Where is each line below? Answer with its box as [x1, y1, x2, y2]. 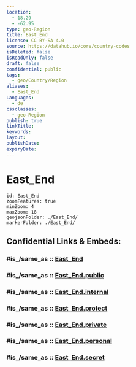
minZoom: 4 [6, 203, 34, 209]
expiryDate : [6, 145, 37, 152]
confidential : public [6, 66, 62, 72]
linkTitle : [6, 123, 34, 129]
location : [6, 9, 32, 15]
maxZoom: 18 [6, 209, 37, 215]
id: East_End [6, 193, 40, 199]
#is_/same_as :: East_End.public [6, 271, 104, 279]
